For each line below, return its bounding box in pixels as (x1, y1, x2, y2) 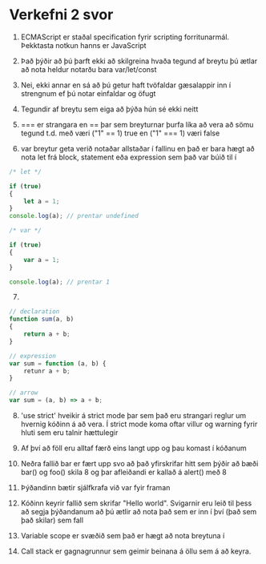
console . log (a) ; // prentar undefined (9, 212, 139, 220)
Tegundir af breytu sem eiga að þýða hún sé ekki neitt (20, 104, 199, 114)
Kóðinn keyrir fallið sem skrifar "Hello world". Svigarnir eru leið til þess (20, 498, 252, 508)
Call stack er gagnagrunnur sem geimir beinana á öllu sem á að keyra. (20, 546, 252, 556)
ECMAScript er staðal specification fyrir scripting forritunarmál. (20, 32, 230, 42)
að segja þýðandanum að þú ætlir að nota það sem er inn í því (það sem (20, 507, 257, 517)
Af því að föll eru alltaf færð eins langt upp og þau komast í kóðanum (20, 443, 247, 453)
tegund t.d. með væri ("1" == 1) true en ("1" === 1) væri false (20, 128, 220, 138)
